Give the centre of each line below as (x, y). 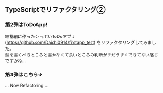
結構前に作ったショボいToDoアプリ (40, 36)
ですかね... (16, 60)
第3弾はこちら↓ (24, 74)
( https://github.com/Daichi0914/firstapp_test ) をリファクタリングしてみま (79, 42)
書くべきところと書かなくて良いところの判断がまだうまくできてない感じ (86, 55)
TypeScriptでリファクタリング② (55, 10)
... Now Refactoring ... (27, 85)
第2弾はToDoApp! (26, 25)
